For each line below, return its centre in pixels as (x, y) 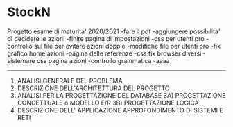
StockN (29, 12)
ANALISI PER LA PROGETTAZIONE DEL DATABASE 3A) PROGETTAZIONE (121, 95)
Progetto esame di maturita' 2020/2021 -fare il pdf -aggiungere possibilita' (114, 31)
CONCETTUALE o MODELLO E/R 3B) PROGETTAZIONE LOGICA (108, 103)
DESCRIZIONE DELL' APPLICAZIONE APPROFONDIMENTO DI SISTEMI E (120, 110)
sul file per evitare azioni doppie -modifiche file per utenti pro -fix (127, 46)
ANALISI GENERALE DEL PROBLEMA (70, 81)
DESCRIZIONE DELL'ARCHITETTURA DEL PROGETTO (93, 88)
